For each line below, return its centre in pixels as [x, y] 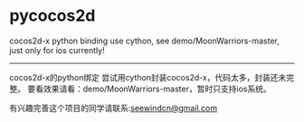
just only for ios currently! [57, 50]
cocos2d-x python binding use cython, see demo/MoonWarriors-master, [145, 41]
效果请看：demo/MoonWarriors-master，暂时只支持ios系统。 [157, 89]
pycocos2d [52, 16]
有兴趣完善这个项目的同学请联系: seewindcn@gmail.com [114, 108]
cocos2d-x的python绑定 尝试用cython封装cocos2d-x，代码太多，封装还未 [148, 77]
